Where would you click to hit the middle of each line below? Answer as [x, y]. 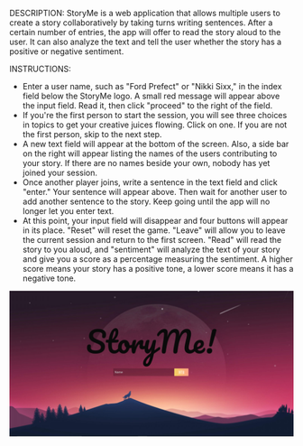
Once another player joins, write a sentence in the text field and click [150, 182]
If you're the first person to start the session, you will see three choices [155, 115]
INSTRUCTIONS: [40, 69]
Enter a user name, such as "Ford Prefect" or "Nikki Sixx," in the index [152, 86]
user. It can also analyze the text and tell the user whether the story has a [146, 42]
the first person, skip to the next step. [92, 134]
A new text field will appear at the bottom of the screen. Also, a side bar [156, 144]
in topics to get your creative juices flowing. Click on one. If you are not [155, 125]
